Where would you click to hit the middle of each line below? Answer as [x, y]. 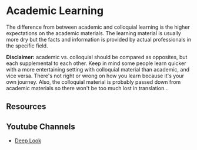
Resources [26, 107]
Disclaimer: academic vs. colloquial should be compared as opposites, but [97, 57]
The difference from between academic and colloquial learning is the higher [98, 27]
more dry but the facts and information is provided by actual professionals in [99, 39]
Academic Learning [55, 11]
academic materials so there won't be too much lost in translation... [88, 88]
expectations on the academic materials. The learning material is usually [94, 33]
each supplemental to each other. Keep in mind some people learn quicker [96, 63]
